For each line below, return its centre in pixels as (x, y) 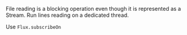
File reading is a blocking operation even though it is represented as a (94, 9)
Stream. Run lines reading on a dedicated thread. (67, 15)
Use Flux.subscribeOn (34, 27)
